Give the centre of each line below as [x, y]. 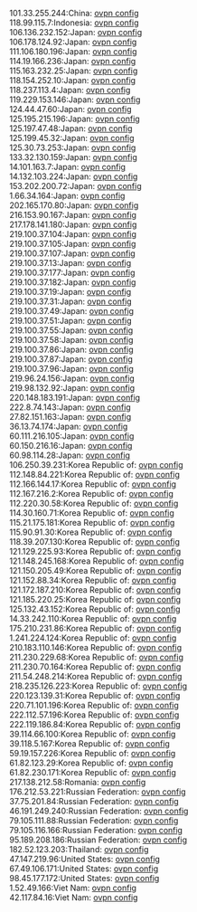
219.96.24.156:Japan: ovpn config [72, 378]
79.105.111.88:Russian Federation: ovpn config [94, 821]
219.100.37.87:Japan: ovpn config [71, 359]
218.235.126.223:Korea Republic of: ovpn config [98, 686]
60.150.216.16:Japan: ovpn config [71, 446]
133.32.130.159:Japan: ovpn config [73, 157]
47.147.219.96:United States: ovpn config [85, 859]
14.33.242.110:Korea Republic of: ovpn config [93, 618]
